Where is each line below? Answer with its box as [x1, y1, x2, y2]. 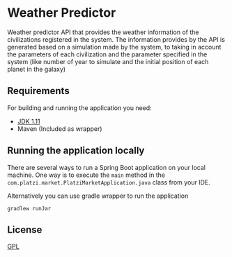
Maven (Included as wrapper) [17, 124, 102, 133]
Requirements [7, 85, 70, 97]
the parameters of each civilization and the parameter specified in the [7, 50, 208, 59]
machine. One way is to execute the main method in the [7, 171, 166, 179]
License [7, 224, 42, 235]
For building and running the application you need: [7, 103, 152, 112]
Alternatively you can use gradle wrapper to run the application [7, 192, 189, 200]
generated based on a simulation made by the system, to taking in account [7, 42, 222, 51]
